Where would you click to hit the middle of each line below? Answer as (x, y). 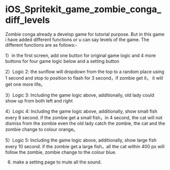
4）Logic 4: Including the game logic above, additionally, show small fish (81, 111)
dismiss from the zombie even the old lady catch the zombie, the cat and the (85, 123)
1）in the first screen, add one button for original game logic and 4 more (81, 55)
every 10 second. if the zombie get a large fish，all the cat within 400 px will (85, 146)
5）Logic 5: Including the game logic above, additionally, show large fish (81, 140)
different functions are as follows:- (41, 45)
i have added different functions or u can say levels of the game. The (77, 40)
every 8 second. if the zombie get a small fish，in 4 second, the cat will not (84, 117)
